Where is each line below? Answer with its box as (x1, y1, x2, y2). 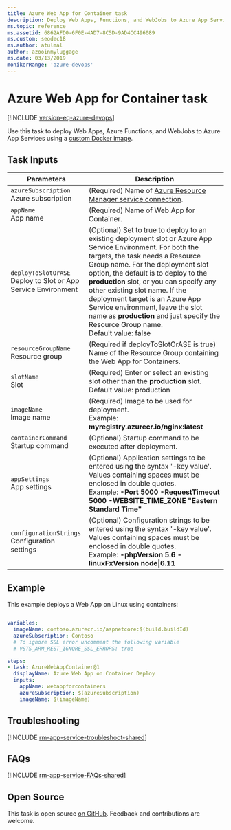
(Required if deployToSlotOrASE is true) (88, 339, 217, 349)
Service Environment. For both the (88, 243, 199, 252)
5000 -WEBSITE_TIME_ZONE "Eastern (88, 496, 218, 506)
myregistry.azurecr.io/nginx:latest (88, 422, 203, 431)
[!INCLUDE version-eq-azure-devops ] (7, 113, 115, 122)
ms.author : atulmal (7, 42, 63, 49)
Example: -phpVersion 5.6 (88, 550, 176, 560)
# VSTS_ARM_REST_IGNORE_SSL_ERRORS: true (13, 645, 134, 652)
